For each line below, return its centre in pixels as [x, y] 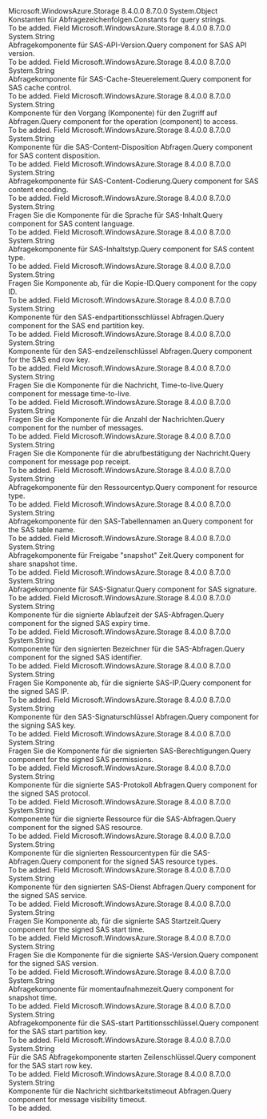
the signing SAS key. [42, 725]
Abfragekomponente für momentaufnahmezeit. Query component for [121, 989]
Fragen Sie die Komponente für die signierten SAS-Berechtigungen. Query [130, 751]
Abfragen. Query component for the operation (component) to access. [123, 121]
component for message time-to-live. [70, 393]
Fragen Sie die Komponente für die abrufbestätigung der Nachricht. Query [130, 453]
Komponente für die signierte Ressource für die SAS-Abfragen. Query [122, 819]
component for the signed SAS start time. [77, 929]
